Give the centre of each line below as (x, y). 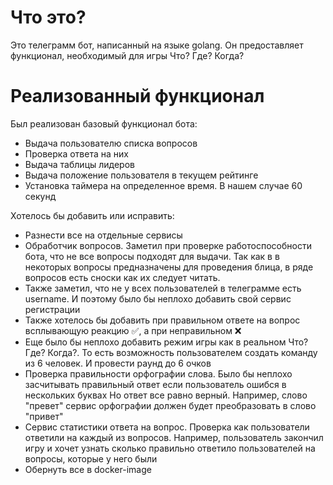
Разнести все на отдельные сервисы (103, 235)
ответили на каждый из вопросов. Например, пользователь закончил (174, 437)
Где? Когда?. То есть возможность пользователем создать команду (171, 352)
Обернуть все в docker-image (88, 469)
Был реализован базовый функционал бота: (104, 123)
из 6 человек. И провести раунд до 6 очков (118, 363)
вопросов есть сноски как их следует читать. (122, 277)
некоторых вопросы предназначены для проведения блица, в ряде (169, 267)
